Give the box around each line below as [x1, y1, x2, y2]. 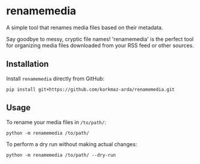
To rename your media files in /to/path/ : [6, 118, 106, 126]
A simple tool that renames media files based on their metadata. [6, 24, 163, 31]
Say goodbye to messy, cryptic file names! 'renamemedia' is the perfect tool [6, 35, 194, 42]
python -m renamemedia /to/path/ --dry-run [6, 152, 116, 158]
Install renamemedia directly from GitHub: [6, 75, 104, 82]
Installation [6, 59, 49, 69]
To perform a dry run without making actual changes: [6, 140, 137, 147]
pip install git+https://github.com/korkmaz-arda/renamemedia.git [6, 86, 175, 92]
